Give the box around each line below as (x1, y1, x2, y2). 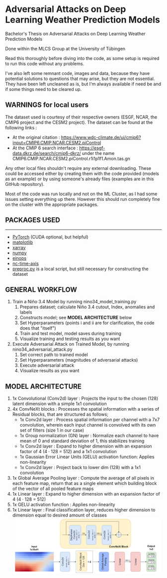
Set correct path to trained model (19, 352, 88, 358)
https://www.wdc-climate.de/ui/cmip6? (61, 134, 141, 140)
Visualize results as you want (19, 368, 80, 374)
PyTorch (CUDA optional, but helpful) (12, 234, 88, 240)
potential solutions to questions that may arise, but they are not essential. (5, 75, 155, 81)
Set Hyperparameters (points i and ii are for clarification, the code (19, 320, 155, 326)
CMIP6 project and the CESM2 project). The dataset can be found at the (5, 119, 153, 125)
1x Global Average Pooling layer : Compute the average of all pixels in (12, 475, 155, 481)
